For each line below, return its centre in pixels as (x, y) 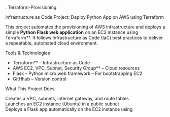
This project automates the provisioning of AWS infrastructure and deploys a (85, 27)
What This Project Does (30, 89)
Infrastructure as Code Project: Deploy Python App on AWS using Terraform (84, 17)
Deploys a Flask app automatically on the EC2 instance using (69, 109)
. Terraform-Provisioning (31, 7)
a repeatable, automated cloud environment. (52, 43)
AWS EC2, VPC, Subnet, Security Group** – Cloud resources (76, 68)
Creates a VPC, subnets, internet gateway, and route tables (67, 99)
